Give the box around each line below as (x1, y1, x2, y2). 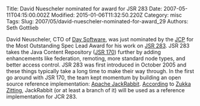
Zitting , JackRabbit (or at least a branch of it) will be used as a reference (6, 87, 185, 93)
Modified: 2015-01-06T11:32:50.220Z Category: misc (50, 11, 182, 19)
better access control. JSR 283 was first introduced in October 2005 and (6, 61, 187, 68)
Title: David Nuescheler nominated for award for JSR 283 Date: (6, 5, 162, 12)
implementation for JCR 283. (6, 93, 77, 100)
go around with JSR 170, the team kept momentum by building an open (6, 74, 181, 81)
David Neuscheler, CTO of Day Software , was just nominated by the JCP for (6, 36, 194, 43)
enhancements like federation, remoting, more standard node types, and (6, 55, 186, 62)
